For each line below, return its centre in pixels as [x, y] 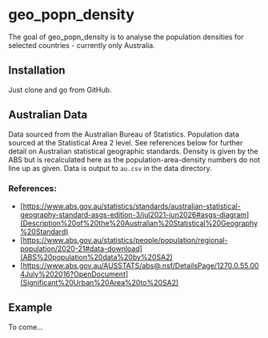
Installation [37, 71]
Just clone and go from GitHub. [60, 89]
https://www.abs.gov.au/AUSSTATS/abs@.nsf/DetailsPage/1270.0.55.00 [141, 265]
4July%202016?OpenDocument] [74, 274]
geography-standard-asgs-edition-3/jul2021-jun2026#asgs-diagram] [134, 214]
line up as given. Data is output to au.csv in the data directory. [110, 168]
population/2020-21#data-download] [81, 249]
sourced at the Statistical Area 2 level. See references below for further [126, 142]
